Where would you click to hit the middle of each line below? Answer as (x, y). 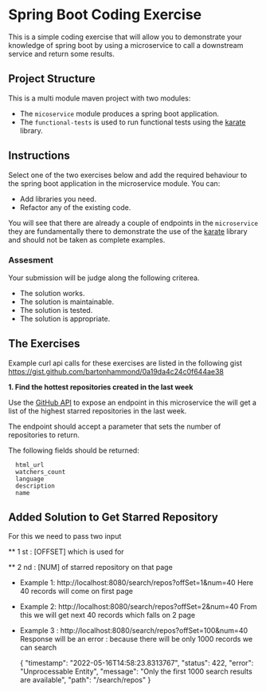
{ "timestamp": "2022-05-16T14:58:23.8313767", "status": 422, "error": (137, 663)
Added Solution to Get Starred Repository (113, 518)
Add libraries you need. (58, 199)
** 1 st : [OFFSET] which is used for (66, 552)
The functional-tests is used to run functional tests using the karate (133, 122)
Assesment (31, 260)
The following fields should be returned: (74, 450)
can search (38, 647)
